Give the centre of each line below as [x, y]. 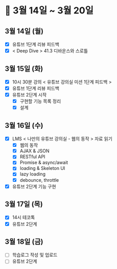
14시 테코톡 [24, 217]
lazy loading [32, 174]
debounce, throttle [39, 180]
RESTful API [32, 157]
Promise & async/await [44, 163]
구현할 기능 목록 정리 [40, 101]
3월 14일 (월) [24, 31]
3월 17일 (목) [24, 204]
